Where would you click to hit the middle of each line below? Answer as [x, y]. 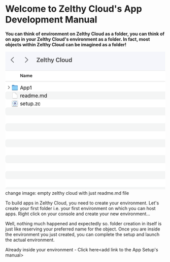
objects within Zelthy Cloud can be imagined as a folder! [66, 44]
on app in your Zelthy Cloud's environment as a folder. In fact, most [78, 39]
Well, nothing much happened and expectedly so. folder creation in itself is [83, 223]
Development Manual [51, 20]
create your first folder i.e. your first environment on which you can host [80, 208]
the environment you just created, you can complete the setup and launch [82, 234]
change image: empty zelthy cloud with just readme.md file [67, 193]
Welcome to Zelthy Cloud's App [74, 9]
